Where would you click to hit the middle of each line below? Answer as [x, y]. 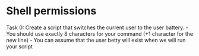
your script [19, 46]
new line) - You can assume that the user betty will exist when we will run [96, 40]
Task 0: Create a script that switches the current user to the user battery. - [97, 27]
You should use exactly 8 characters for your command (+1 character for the [100, 33]
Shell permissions [51, 11]
